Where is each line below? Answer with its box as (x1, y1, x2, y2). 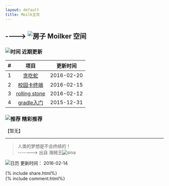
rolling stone (16, 90, 45, 97)
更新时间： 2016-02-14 (20, 160, 68, 166)
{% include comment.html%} (5, 175, 65, 181)
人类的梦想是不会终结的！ (17, 143, 71, 149)
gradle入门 (18, 99, 44, 106)
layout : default (5, 7, 39, 13)
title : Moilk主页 (5, 12, 40, 17)
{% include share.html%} (5, 170, 57, 176)
